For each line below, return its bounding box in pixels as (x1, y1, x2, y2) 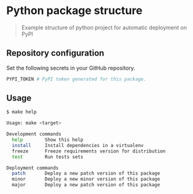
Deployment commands (6, 165, 59, 171)
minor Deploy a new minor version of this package (12, 176, 161, 182)
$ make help (6, 109, 37, 115)
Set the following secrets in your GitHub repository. (6, 64, 136, 71)
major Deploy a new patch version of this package (12, 182, 161, 188)
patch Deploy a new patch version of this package (12, 170, 161, 177)
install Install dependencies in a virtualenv (12, 142, 144, 148)
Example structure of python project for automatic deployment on (21, 24, 187, 31)
